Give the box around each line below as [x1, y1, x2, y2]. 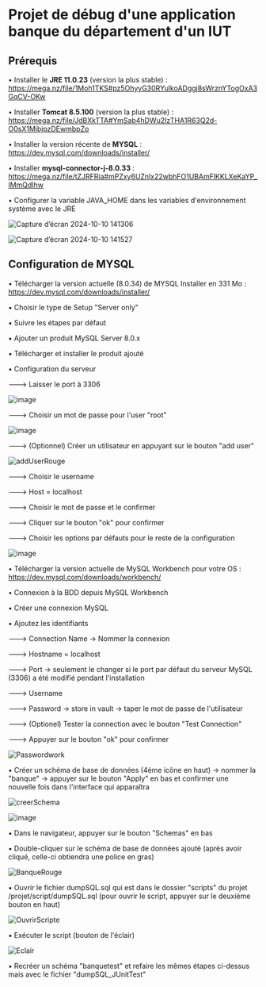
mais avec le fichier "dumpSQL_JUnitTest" [8, 970, 146, 979]
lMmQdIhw [8, 180, 44, 190]
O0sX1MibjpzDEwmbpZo [8, 125, 89, 133]
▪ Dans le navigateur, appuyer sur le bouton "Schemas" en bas [8, 828, 213, 838]
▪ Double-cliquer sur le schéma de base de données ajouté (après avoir [8, 843, 242, 853]
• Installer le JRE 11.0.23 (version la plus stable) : [8, 75, 168, 84]
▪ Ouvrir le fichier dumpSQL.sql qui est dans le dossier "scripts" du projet [8, 882, 248, 892]
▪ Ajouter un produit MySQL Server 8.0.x [8, 333, 141, 343]
